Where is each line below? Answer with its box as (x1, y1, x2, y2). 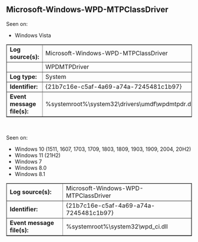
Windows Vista (14, 32, 51, 39)
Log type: (9, 72, 37, 81)
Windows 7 (14, 158, 42, 165)
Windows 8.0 (14, 164, 47, 171)
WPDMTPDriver (45, 62, 90, 71)
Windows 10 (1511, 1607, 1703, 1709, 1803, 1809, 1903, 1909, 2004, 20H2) (14, 145, 192, 153)
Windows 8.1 (14, 170, 45, 177)
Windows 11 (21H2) (14, 151, 61, 158)
